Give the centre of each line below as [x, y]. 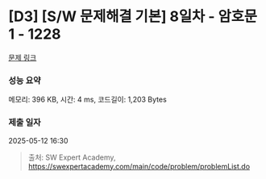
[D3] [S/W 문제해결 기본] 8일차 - [112, 17]
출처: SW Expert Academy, [72, 157]
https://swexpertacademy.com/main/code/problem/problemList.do [139, 166]
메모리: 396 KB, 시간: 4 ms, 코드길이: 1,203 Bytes [87, 100]
